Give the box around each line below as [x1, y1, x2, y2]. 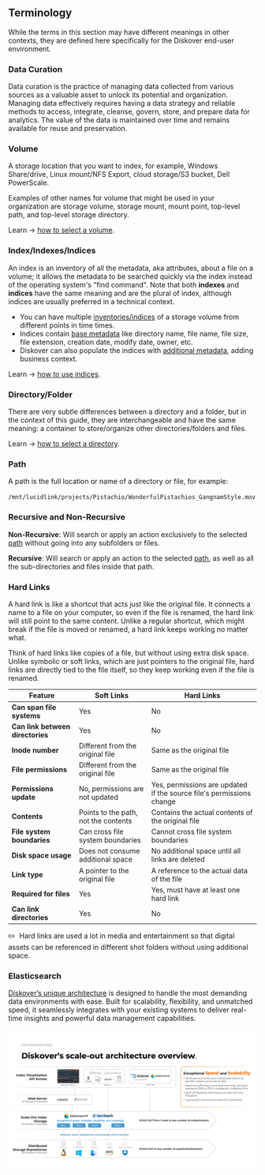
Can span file [11, 702, 57, 711]
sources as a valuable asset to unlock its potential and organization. [8, 90, 229, 99]
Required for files [11, 889, 70, 899]
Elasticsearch [8, 970, 62, 982]
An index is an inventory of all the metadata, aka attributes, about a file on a [8, 263, 254, 272]
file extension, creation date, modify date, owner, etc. [19, 337, 193, 347]
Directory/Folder [8, 389, 73, 400]
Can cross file [78, 827, 124, 836]
